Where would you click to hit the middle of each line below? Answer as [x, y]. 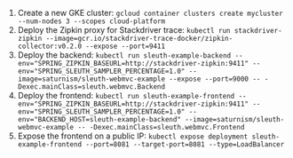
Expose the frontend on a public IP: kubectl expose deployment [133, 136]
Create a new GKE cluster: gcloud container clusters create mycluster [150, 13]
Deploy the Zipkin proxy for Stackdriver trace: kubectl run [124, 30]
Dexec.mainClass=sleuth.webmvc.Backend [91, 87]
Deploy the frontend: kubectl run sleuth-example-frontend [126, 95]
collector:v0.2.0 [50, 46]
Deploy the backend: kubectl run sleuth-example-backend [124, 55]
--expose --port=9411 [126, 46]
